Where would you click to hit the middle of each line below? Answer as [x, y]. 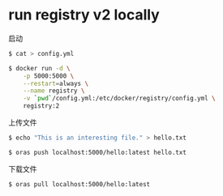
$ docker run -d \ [39, 68]
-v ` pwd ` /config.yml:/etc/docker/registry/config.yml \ [120, 99]
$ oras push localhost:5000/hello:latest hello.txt [97, 152]
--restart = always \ [56, 83]
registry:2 [41, 106]
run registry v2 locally [84, 15]
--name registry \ [54, 91]
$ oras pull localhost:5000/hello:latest [79, 184]
